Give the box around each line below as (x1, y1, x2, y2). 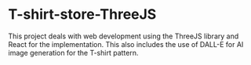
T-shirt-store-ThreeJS (8, 5, 157, 23)
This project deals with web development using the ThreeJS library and (8, 31, 239, 41)
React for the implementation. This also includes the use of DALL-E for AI (8, 39, 244, 49)
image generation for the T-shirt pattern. (8, 48, 139, 57)
